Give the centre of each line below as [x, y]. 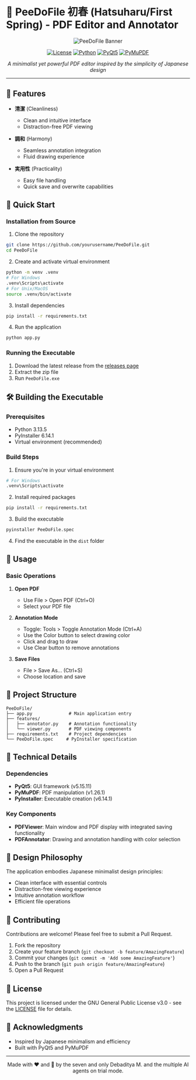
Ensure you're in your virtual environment [64, 470]
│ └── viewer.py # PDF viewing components [69, 729]
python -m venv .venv [32, 273]
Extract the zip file [36, 372]
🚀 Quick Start [31, 205]
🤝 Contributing [33, 920]
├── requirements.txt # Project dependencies [66, 734]
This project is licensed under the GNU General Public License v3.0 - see [94, 1003]
